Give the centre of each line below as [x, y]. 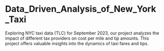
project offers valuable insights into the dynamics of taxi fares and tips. [77, 43]
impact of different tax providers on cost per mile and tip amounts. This [77, 38]
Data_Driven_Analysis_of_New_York [81, 9]
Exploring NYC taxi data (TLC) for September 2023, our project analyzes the [82, 33]
